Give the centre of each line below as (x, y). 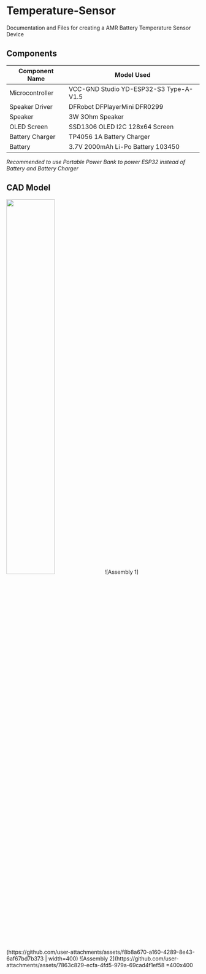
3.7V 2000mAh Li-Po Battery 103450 (124, 146)
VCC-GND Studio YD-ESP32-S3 (117, 89)
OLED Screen (29, 127)
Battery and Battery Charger (42, 168)
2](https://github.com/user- (144, 958)
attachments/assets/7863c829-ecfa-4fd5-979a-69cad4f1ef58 (86, 965)
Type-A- (180, 89)
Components (32, 54)
